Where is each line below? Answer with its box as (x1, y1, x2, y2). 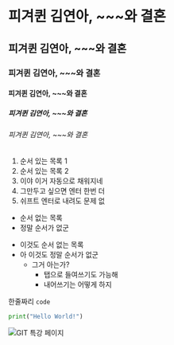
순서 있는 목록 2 (19, 166, 69, 175)
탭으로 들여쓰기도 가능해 (43, 269, 118, 279)
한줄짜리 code (8, 296, 51, 306)
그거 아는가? (31, 260, 70, 269)
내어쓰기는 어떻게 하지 (43, 280, 113, 289)
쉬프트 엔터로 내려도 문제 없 (19, 196, 106, 206)
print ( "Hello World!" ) (8, 312, 83, 320)
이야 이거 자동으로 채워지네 (19, 176, 103, 186)
